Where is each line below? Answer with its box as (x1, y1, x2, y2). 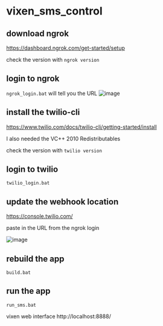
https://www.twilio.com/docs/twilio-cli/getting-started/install (6, 123, 157, 131)
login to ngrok (6, 74, 60, 84)
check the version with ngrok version (6, 56, 100, 63)
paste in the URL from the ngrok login (6, 224, 100, 232)
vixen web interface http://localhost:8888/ (6, 313, 112, 320)
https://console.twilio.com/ (6, 213, 74, 220)
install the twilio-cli (6, 107, 80, 117)
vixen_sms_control (6, 4, 103, 18)
